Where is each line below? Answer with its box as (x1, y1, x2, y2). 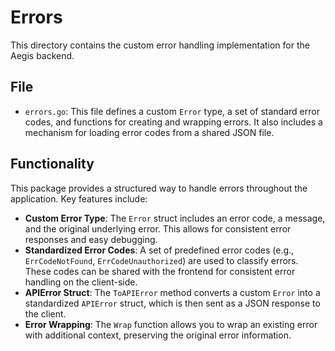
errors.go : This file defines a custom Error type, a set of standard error (24, 105, 320, 117)
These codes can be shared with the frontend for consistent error (24, 265, 296, 277)
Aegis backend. (10, 49, 75, 61)
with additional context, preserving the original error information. (24, 329, 292, 341)
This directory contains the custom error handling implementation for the (10, 39, 310, 51)
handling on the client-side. (24, 276, 138, 288)
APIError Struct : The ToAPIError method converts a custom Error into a (24, 286, 321, 298)
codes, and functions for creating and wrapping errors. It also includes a (24, 116, 323, 128)
